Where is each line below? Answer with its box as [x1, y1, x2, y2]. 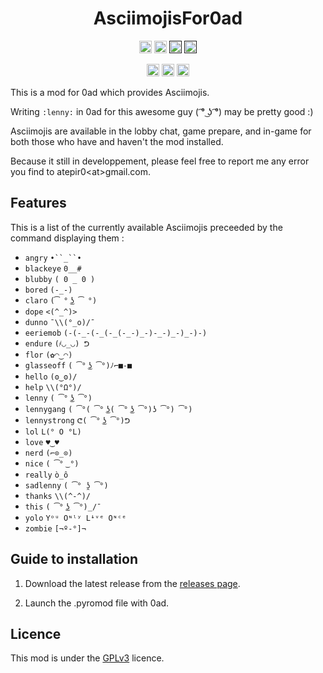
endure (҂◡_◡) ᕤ [24, 338, 90, 349]
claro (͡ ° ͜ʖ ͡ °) [24, 295, 98, 306]
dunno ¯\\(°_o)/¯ [24, 317, 96, 327]
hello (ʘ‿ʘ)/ [24, 372, 78, 382]
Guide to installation [10, 551, 139, 568]
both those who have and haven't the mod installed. [10, 135, 224, 147]
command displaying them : [10, 232, 125, 244]
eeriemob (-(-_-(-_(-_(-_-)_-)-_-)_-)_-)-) [24, 328, 208, 338]
